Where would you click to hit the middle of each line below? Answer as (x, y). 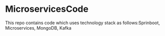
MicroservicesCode (47, 9)
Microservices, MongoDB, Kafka (38, 28)
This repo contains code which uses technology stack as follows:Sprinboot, (82, 23)
